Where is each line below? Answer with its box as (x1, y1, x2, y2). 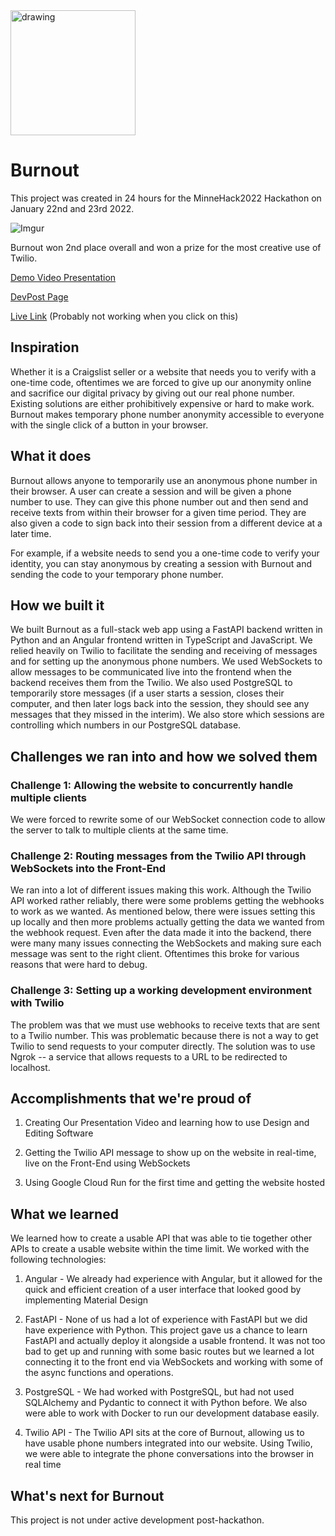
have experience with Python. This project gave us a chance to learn (24, 1324, 308, 1336)
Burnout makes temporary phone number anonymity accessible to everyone (10, 408, 325, 420)
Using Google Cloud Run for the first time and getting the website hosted (24, 1177, 326, 1189)
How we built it (10, 597, 105, 614)
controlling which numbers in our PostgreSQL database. (10, 719, 242, 731)
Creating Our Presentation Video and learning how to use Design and (24, 1117, 310, 1129)
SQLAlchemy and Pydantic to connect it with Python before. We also (24, 1397, 308, 1409)
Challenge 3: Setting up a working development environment (10, 984, 312, 998)
